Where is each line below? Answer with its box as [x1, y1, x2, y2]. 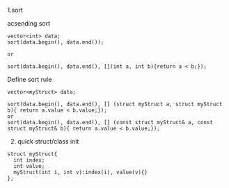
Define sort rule [7, 76, 52, 83]
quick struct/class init [17, 137, 79, 145]
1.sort [7, 6, 23, 14]
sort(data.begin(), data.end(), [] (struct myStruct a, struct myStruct [7, 101, 223, 108]
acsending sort [7, 19, 51, 27]
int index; [13, 157, 45, 164]
